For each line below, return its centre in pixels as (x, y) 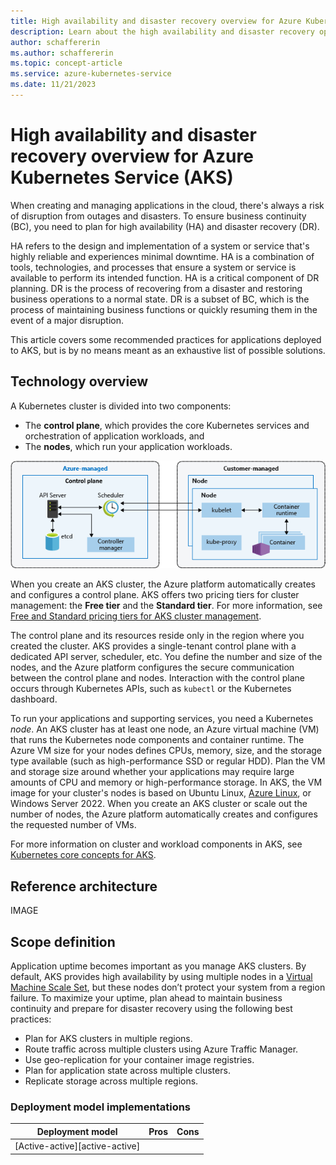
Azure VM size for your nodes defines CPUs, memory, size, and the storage (166, 751)
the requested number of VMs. (73, 825)
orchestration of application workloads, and (114, 436)
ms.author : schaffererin (62, 53)
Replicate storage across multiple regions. (111, 1081)
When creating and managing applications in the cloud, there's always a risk (167, 205)
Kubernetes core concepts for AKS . (83, 855)
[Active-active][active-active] (77, 1146)
